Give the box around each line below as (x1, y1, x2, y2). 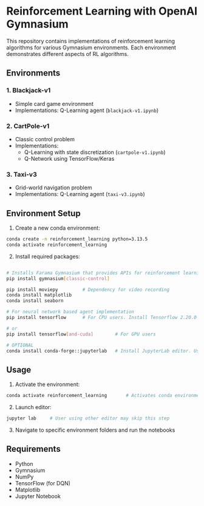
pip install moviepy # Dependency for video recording (6, 286, 170, 293)
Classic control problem (15, 135, 75, 142)
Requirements (6, 444, 61, 454)
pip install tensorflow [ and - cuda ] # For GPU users (6, 331, 156, 337)
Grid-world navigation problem (15, 184, 92, 191)
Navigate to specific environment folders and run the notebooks (15, 426, 175, 434)
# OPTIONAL (6, 342, 34, 348)
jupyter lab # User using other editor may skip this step (6, 415, 170, 421)
